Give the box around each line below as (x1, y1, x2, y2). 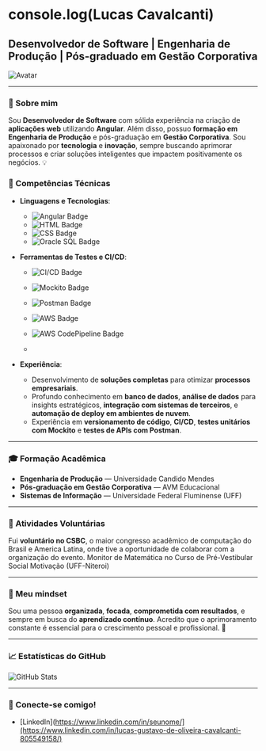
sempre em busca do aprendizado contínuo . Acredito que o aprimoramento (8, 615, 257, 624)
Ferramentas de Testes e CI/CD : (19, 252, 127, 261)
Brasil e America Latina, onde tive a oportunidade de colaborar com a (8, 544, 235, 554)
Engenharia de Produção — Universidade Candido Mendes (19, 474, 215, 483)
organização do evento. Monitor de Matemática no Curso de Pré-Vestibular (8, 553, 253, 562)
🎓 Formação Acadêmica (8, 453, 106, 464)
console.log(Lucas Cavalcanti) (8, 6, 215, 24)
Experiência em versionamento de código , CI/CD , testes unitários (31, 417, 251, 426)
